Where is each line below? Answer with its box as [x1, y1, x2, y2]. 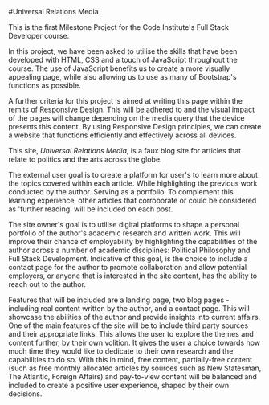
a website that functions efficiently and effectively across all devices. [8, 130, 237, 140]
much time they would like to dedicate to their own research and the [8, 346, 234, 356]
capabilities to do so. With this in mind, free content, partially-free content [8, 355, 253, 364]
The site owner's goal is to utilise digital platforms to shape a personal [8, 220, 240, 229]
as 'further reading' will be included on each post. [8, 204, 173, 214]
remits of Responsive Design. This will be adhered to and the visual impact [8, 104, 255, 114]
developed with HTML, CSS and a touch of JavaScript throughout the [8, 55, 238, 64]
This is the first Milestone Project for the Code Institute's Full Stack [8, 22, 229, 31]
